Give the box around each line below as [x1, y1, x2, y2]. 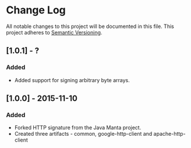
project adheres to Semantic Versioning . [6, 29, 102, 36]
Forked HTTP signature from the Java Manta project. [14, 124, 142, 131]
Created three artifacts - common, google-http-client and [14, 131, 153, 138]
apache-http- [153, 131, 186, 138]
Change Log [6, 3, 66, 17]
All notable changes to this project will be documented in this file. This [6, 23, 175, 30]
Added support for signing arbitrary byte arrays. [14, 76, 130, 83]
